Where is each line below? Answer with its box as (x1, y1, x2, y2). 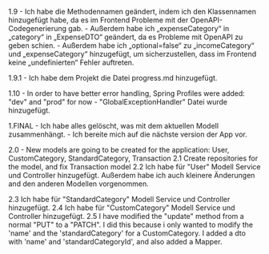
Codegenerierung (8, 24, 66, 33)
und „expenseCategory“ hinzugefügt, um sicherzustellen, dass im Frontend (8, 50, 257, 58)
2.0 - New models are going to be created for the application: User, (8, 145, 230, 154)
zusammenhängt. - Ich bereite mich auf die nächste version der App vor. (8, 129, 248, 139)
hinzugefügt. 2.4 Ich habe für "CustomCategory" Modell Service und (8, 203, 235, 212)
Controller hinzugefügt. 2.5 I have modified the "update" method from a (8, 212, 244, 220)
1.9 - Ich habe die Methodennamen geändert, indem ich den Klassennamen (8, 7, 256, 16)
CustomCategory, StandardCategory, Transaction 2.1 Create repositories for (8, 153, 259, 163)
